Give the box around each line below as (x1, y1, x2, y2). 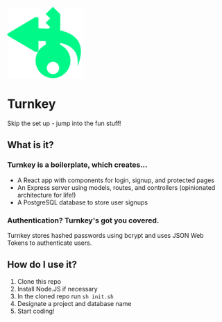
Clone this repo (17, 277, 61, 285)
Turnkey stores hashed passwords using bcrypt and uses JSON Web (7, 231, 204, 239)
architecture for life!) (17, 191, 76, 199)
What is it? (7, 139, 54, 151)
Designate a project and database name (17, 299, 132, 307)
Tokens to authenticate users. (7, 239, 92, 247)
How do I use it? (7, 259, 78, 271)
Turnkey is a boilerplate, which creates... (7, 160, 148, 170)
